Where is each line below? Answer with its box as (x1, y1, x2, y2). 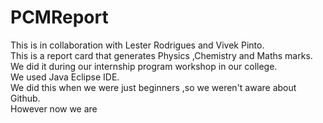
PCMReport (10, 6, 109, 29)
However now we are (10, 102, 98, 115)
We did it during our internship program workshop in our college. (10, 60, 278, 72)
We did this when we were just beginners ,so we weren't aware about (10, 81, 297, 93)
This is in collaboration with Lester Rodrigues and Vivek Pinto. (10, 39, 265, 51)
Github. (10, 92, 41, 104)
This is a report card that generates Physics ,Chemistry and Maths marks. (10, 49, 313, 61)
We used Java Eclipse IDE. (10, 71, 120, 83)
